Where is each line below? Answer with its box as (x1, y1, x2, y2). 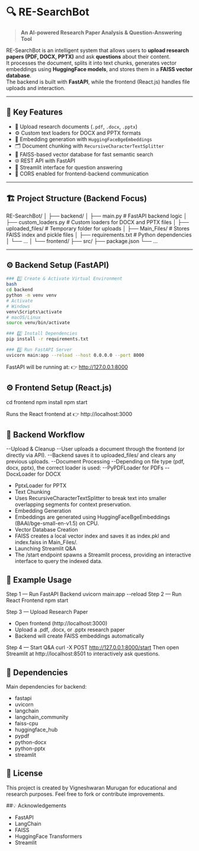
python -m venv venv (6, 292, 57, 298)
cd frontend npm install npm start (6, 398, 88, 405)
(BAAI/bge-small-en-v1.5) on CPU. (14, 520, 99, 527)
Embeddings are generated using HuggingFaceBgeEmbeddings (14, 514, 171, 521)
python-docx (14, 739, 47, 746)
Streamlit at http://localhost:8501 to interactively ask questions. (6, 650, 160, 657)
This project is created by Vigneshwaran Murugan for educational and (6, 784, 177, 791)
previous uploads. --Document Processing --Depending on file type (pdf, (6, 458, 185, 465)
